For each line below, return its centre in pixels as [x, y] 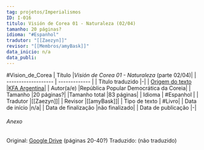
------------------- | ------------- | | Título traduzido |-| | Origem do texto [99, 81]
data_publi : [22, 58]
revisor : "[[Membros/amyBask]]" [48, 47]
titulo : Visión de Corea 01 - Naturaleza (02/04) [71, 23]
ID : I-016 [19, 18]
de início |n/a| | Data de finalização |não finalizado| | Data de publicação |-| [101, 107]
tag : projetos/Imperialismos [44, 12]
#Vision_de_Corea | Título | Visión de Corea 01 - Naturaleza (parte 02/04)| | [101, 75]
